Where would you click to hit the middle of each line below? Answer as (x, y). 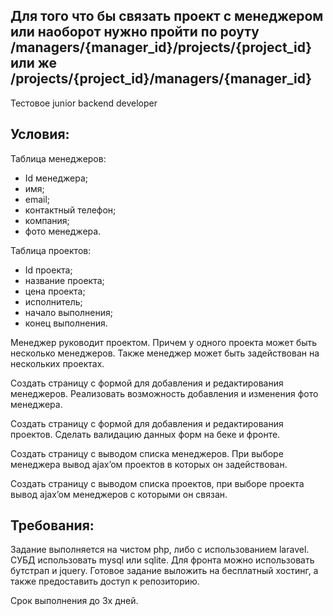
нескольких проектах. (57, 363)
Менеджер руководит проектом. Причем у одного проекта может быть (164, 342)
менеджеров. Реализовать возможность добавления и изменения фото (164, 393)
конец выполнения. (66, 323)
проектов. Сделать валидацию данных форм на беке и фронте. (145, 434)
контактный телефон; (70, 210)
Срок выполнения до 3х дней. (74, 601)
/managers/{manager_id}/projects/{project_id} (161, 47)
